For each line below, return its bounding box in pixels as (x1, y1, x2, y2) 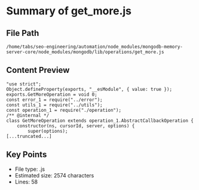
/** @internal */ (6, 112, 50, 118)
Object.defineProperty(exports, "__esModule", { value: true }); (6, 86, 172, 92)
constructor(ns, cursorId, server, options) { (17, 122, 135, 129)
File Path (6, 28, 39, 38)
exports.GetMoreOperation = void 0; (6, 91, 97, 97)
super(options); (27, 128, 68, 134)
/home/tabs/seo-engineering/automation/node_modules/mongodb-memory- (6, 44, 183, 50)
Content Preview (6, 65, 70, 75)
